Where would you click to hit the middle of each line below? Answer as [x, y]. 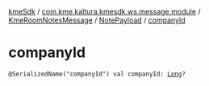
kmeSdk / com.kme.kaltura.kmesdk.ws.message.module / [104, 12]
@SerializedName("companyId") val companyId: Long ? [97, 74]
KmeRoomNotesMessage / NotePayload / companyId [97, 20]
